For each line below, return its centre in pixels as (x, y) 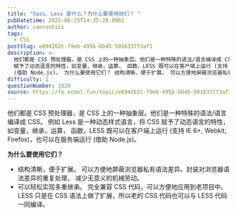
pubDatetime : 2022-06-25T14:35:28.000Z (66, 20)
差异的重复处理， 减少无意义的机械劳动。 (83, 178)
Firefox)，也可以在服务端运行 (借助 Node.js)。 (74, 139)
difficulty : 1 (28, 79)
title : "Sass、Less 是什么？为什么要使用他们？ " (74, 14)
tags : (15, 33)
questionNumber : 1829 (39, 86)
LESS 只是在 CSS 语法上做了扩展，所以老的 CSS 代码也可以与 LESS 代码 (122, 196)
